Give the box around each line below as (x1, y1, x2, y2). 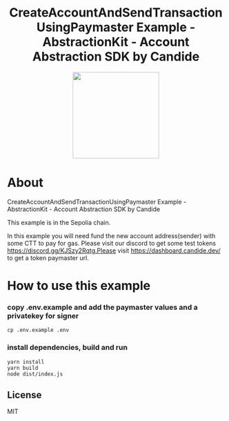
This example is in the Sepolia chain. (7, 218, 111, 226)
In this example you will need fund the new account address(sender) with (7, 231, 216, 239)
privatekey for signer (7, 311, 79, 320)
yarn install (7, 358, 45, 365)
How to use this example (7, 278, 151, 294)
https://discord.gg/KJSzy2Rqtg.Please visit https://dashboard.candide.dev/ (7, 246, 221, 255)
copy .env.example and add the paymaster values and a (7, 302, 198, 312)
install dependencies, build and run (7, 343, 128, 353)
